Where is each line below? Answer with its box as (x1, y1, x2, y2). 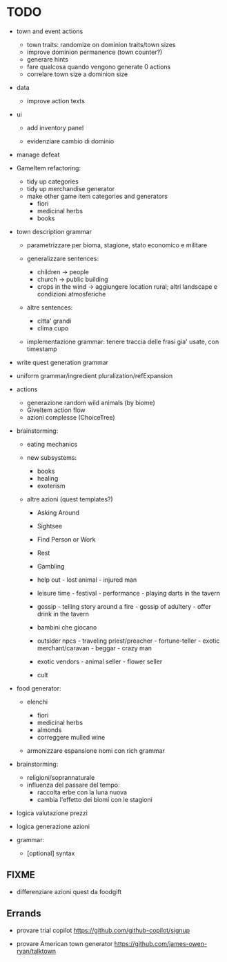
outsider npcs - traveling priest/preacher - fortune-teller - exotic (37, 636, 220, 645)
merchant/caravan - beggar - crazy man (37, 643, 152, 652)
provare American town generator (16, 939, 113, 947)
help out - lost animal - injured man (37, 576, 137, 584)
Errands (6, 908, 41, 920)
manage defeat (16, 150, 60, 159)
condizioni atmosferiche (37, 290, 106, 298)
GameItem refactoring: (16, 163, 81, 172)
